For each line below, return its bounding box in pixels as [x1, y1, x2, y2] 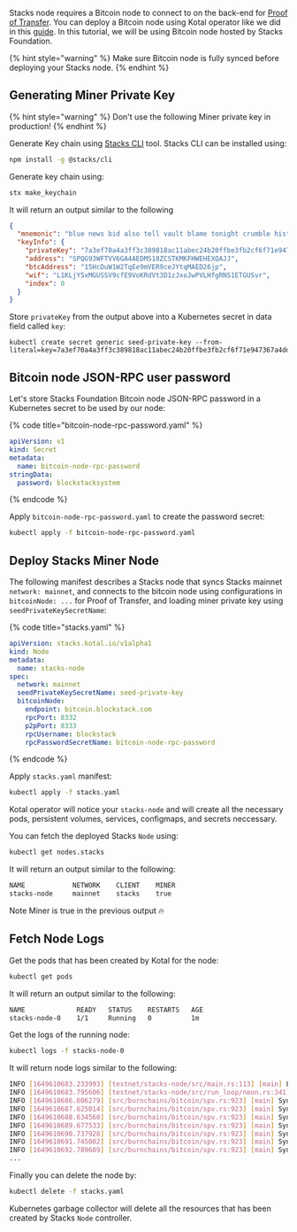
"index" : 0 [25, 279, 65, 288]
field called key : [9, 321, 66, 331]
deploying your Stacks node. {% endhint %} [9, 62, 170, 73]
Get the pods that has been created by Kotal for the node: [9, 955, 219, 965]
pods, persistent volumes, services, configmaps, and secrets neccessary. [9, 814, 278, 825]
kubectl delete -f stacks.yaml [9, 1187, 125, 1196]
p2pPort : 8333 [25, 721, 77, 730]
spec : [9, 672, 29, 681]
